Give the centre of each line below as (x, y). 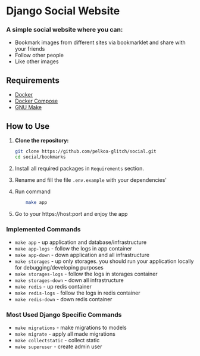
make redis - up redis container (53, 287)
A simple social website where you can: (65, 30)
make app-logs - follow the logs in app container (74, 249)
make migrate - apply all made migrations (65, 334)
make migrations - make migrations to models (71, 328)
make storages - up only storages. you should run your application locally (104, 261)
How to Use (28, 126)
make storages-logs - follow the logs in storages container (86, 274)
